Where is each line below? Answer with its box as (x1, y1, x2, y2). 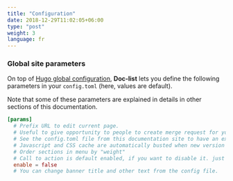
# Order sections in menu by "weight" (13, 148, 126, 155)
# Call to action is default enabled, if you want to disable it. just (13, 155, 225, 162)
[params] (7, 116, 33, 123)
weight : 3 (7, 29, 36, 37)
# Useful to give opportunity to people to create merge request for (13, 129, 218, 136)
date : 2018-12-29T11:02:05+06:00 (7, 17, 104, 24)
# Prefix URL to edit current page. (13, 123, 119, 130)
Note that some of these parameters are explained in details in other (7, 95, 202, 104)
